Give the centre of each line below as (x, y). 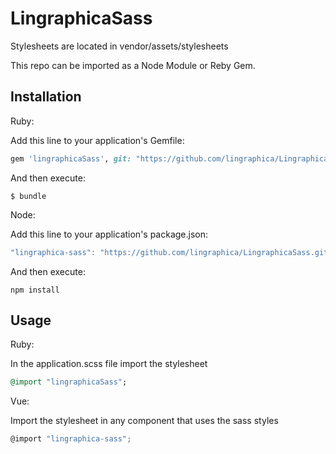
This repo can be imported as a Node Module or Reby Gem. (133, 65)
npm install (35, 290)
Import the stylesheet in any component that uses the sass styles (144, 421)
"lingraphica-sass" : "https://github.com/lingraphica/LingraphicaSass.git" (171, 252)
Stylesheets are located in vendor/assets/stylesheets (119, 46)
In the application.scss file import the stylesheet (109, 364)
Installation (46, 97)
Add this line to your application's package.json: (109, 234)
